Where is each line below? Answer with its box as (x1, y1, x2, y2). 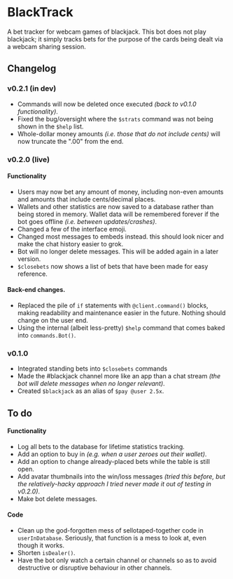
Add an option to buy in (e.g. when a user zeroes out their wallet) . (17, 450, 207, 458)
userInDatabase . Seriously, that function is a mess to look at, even (17, 534, 206, 543)
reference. (17, 269, 48, 278)
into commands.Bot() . (17, 331, 76, 339)
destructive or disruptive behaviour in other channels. (17, 564, 173, 572)
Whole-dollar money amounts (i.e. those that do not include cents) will (17, 129, 220, 138)
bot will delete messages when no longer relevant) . (17, 380, 166, 388)
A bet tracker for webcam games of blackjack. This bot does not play (7, 27, 206, 36)
